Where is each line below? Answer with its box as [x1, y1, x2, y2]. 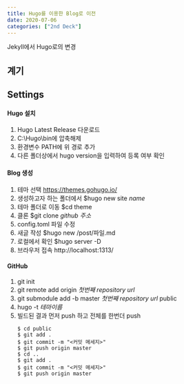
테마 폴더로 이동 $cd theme [17, 202, 92, 211]
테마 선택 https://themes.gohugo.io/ [17, 185, 117, 193]
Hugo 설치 [7, 108, 36, 117]
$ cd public [17, 325, 52, 332]
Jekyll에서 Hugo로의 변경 [7, 43, 76, 51]
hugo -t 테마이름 [17, 303, 63, 311]
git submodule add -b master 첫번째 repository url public [17, 294, 177, 303]
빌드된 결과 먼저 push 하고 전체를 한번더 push [17, 311, 141, 320]
